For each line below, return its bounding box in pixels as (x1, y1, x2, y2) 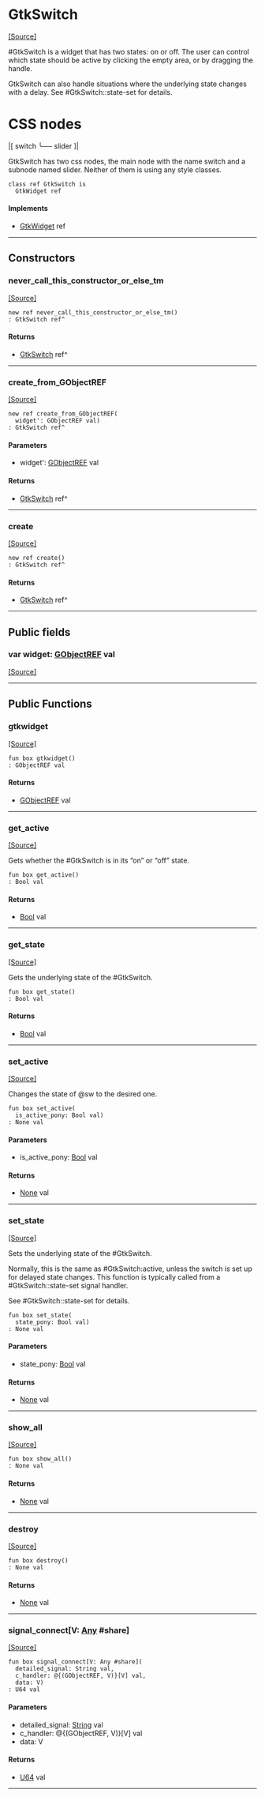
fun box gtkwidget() (8, 754, 77, 762)
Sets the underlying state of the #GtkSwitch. (8, 1248, 152, 1258)
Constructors (8, 251, 76, 265)
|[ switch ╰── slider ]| (8, 141, 79, 151)
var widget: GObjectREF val (8, 649, 116, 660)
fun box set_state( (8, 1311, 73, 1319)
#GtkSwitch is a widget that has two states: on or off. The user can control (8, 47, 250, 56)
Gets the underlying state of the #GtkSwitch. (8, 972, 153, 982)
